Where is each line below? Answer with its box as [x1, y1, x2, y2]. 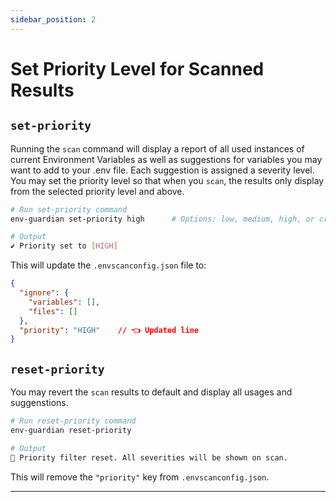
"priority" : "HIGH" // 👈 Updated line [19, 325, 199, 335]
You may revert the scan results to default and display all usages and [10, 386, 293, 398]
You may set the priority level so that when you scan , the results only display [10, 174, 325, 186]
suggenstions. [10, 397, 69, 409]
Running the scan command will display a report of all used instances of [10, 142, 305, 155]
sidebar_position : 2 [10, 14, 97, 25]
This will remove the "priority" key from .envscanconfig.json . [10, 471, 270, 483]
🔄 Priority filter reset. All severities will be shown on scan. [10, 452, 288, 463]
